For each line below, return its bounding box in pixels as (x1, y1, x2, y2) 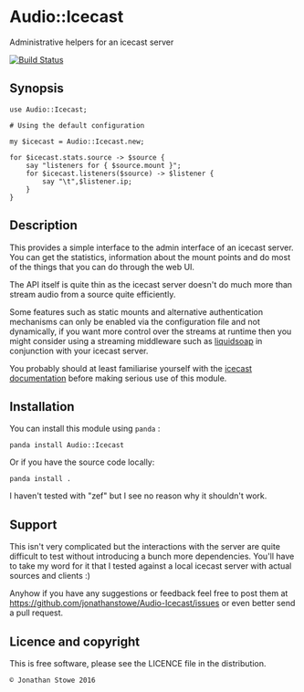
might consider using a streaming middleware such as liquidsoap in (9, 335, 263, 346)
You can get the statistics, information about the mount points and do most (9, 251, 290, 262)
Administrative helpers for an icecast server (9, 37, 174, 47)
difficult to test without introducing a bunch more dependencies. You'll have (9, 550, 295, 562)
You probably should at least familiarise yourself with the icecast (9, 362, 253, 373)
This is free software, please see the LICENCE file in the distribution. (9, 658, 267, 668)
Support (9, 517, 58, 532)
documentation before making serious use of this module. (9, 372, 227, 383)
